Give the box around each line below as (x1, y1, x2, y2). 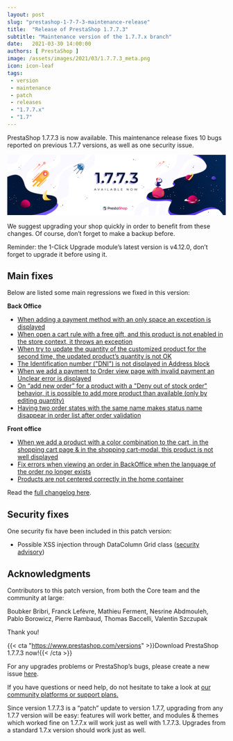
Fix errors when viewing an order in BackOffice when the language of (17, 460, 216, 468)
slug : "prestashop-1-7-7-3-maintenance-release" (7, 18, 150, 26)
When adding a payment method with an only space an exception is (17, 316, 212, 324)
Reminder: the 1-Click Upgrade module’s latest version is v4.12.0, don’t (7, 243, 208, 251)
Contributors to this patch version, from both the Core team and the (7, 586, 200, 595)
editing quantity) (17, 396, 64, 405)
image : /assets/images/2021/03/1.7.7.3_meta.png (7, 56, 150, 62)
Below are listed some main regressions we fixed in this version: (7, 289, 191, 297)
